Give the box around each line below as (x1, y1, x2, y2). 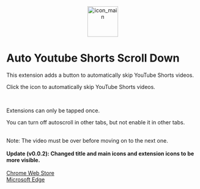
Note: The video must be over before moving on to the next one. (6, 137, 168, 144)
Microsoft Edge (6, 176, 45, 183)
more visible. (6, 156, 40, 163)
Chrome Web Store (6, 169, 55, 176)
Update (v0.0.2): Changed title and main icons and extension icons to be (6, 149, 194, 157)
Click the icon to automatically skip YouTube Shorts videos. (6, 83, 156, 90)
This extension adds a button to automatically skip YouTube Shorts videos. (6, 71, 194, 79)
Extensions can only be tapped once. (6, 107, 100, 114)
